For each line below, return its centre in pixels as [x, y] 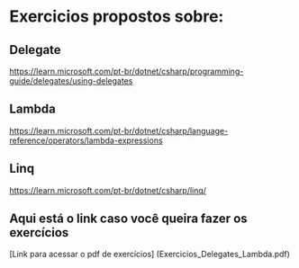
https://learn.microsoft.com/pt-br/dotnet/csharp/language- [119, 130]
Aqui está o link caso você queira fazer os [128, 219]
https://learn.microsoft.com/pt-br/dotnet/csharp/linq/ [108, 190]
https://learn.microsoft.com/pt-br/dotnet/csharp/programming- [127, 71]
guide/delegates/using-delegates [71, 81]
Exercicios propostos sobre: [117, 17]
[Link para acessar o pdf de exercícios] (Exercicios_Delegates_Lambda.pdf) [150, 255]
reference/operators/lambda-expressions [86, 140]
